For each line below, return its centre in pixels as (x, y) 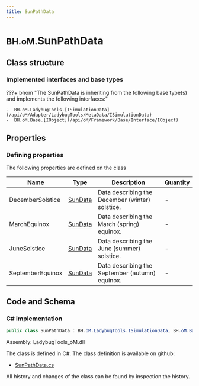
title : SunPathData (30, 12)
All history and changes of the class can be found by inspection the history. (98, 376)
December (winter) (124, 200)
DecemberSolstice (35, 200)
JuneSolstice (27, 249)
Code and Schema (41, 302)
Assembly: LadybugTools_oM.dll (46, 342)
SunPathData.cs (34, 365)
